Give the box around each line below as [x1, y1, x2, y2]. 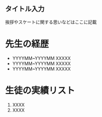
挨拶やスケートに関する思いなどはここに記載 [5, 19, 97, 25]
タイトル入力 [5, 4, 45, 13]
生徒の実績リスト [5, 84, 76, 96]
